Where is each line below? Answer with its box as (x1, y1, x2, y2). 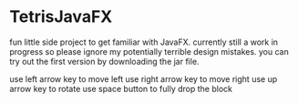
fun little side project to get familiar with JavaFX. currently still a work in (9, 36, 279, 47)
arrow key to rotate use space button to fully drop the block (9, 83, 232, 94)
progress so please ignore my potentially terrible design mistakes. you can (9, 46, 289, 57)
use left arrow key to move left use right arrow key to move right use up (9, 73, 278, 84)
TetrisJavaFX (9, 6, 113, 27)
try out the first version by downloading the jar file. (9, 56, 200, 67)
